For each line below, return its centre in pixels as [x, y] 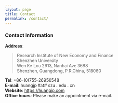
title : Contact [20, 14]
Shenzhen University [38, 60]
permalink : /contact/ [27, 18]
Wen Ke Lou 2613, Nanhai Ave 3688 [52, 65]
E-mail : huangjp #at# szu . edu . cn [40, 85]
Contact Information [29, 35]
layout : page [18, 9]
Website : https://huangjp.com [35, 90]
